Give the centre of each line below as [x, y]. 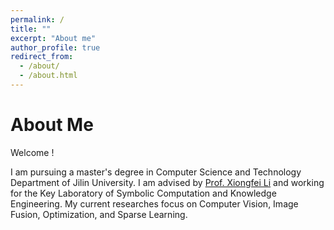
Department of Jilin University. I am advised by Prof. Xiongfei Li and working [167, 182]
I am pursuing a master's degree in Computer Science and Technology [156, 172]
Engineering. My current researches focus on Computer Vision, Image [154, 203]
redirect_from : [42, 57]
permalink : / [37, 19]
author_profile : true [55, 47]
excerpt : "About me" [53, 38]
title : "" [31, 29]
